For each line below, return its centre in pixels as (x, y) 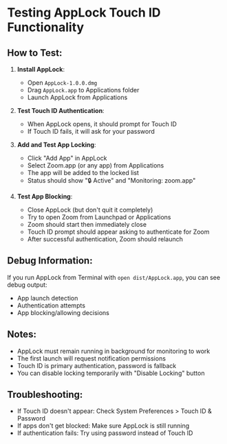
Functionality (46, 27)
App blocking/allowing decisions (63, 312)
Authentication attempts (51, 305)
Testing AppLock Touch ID (84, 13)
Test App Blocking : (45, 196)
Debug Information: (50, 261)
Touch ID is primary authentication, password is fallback (97, 365)
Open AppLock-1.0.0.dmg (62, 83)
